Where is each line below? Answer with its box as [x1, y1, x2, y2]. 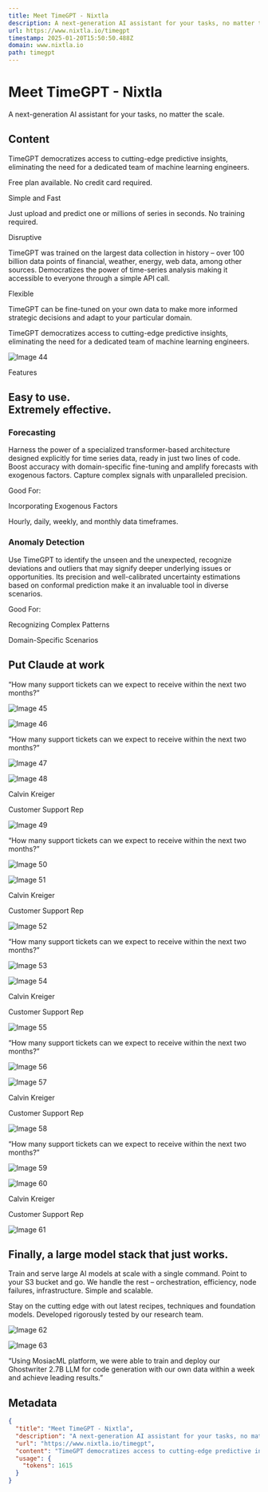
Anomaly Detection [8, 537, 85, 548]
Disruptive [8, 232, 42, 242]
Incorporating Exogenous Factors [8, 502, 118, 511]
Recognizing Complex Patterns [8, 620, 110, 629]
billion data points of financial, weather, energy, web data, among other [8, 256, 242, 266]
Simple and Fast [8, 193, 61, 203]
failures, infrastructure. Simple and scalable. [8, 1285, 154, 1296]
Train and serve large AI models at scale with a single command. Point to [8, 1269, 247, 1278]
